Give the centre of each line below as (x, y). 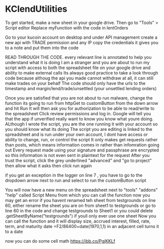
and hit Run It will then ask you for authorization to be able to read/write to (80, 108)
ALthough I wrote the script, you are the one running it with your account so (82, 124)
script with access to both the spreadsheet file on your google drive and (78, 68)
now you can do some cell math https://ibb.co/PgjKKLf (60, 241)
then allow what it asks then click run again (48, 166)
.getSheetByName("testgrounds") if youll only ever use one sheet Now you (81, 216)
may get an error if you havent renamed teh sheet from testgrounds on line (80, 200)
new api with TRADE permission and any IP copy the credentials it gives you (82, 42)
